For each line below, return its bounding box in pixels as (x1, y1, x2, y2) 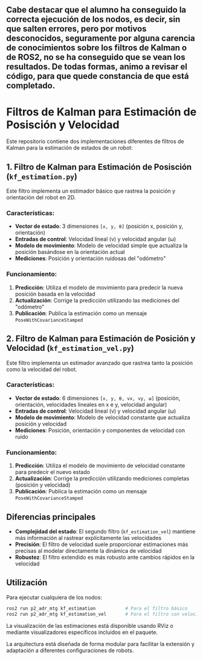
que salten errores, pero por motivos (6, 24, 147, 34)
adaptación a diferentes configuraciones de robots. (6, 647, 134, 654)
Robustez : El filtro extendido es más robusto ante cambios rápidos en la (14, 553, 195, 561)
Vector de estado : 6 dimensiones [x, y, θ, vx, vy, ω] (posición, (14, 394, 181, 402)
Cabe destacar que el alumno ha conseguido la (6, 5, 187, 15)
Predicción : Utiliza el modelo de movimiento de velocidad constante (14, 462, 185, 469)
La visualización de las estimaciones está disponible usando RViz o (6, 622, 173, 629)
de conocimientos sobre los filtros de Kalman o (6, 42, 187, 53)
